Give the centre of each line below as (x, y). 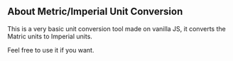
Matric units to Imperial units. (50, 36)
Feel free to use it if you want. (51, 50)
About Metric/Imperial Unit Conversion (95, 12)
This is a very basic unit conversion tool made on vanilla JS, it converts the (116, 28)
